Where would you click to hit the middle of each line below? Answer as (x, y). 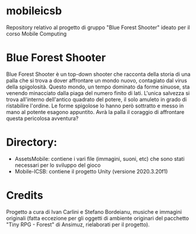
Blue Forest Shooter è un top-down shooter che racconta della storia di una (99, 74)
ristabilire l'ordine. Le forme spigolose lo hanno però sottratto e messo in (95, 106)
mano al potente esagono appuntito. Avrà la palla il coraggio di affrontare (95, 112)
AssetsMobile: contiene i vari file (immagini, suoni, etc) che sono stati (100, 159)
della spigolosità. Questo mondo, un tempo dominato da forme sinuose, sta (98, 87)
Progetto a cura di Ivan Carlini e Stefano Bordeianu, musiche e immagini (94, 211)
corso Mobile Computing (37, 33)
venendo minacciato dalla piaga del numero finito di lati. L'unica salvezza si (98, 93)
